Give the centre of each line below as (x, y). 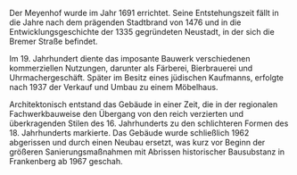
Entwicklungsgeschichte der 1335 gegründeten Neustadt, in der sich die (142, 32)
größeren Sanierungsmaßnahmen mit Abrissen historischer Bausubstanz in (147, 152)
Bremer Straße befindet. (54, 41)
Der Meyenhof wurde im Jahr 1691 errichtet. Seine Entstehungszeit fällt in (144, 13)
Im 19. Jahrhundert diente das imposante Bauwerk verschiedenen (130, 58)
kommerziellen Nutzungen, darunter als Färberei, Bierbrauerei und (131, 68)
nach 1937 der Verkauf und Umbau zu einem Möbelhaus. (114, 87)
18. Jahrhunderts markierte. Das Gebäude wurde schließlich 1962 (129, 133)
